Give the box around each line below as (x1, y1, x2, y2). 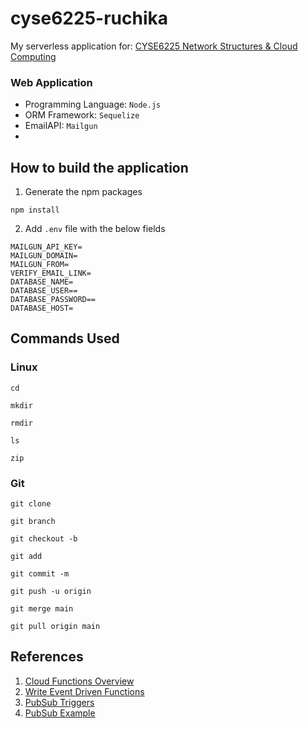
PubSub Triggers (24, 696, 95, 708)
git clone (10, 499, 52, 509)
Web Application (10, 75, 93, 89)
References (10, 648, 84, 666)
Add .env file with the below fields (24, 223, 166, 235)
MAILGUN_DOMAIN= (10, 251, 78, 261)
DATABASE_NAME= (10, 277, 74, 287)
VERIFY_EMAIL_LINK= (10, 268, 92, 279)
